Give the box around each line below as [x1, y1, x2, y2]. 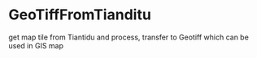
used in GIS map [8, 40, 63, 50]
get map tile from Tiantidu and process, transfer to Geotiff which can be [8, 32, 250, 42]
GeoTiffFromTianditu [8, 6, 152, 24]
